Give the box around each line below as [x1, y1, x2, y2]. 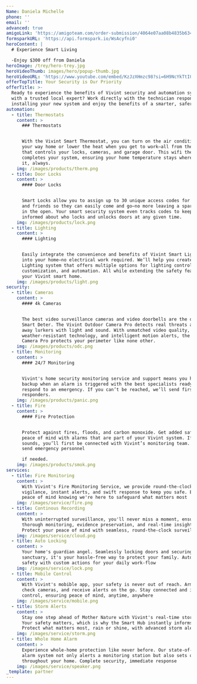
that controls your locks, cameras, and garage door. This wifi [21, 149, 182, 155]
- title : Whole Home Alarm [11, 637, 77, 642]
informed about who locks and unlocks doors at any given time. [21, 214, 182, 220]
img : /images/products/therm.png [16, 165, 98, 172]
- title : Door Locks [11, 171, 62, 177]
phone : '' [6, 14, 30, 20]
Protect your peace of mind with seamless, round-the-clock [21, 527, 172, 533]
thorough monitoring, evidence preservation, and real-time [21, 522, 172, 528]
